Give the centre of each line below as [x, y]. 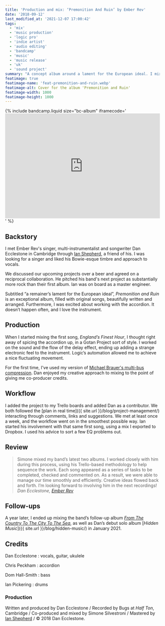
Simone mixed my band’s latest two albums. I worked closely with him [88, 459]
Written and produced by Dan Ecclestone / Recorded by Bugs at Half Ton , [80, 608]
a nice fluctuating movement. [35, 358]
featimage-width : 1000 [28, 92]
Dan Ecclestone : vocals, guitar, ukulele [45, 556]
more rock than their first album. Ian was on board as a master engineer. [78, 284]
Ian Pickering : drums [27, 585]
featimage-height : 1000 [29, 97]
